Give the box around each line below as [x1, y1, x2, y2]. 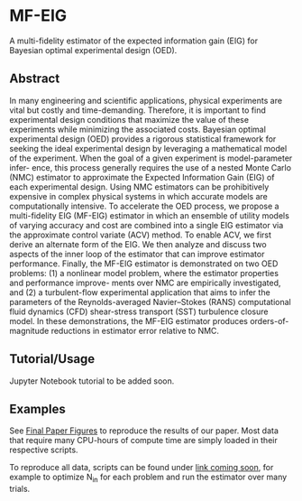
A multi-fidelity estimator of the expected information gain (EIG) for [9, 35, 259, 46]
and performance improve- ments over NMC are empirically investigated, [9, 277, 281, 288]
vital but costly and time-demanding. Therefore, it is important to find [9, 105, 266, 116]
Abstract [9, 71, 60, 87]
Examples [9, 401, 66, 416]
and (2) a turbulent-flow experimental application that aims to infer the [9, 286, 270, 298]
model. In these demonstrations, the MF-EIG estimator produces [9, 315, 248, 326]
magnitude [9, 325, 50, 336]
